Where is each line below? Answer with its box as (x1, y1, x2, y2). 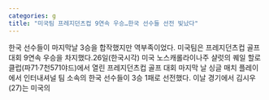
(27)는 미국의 (8, 82, 51, 93)
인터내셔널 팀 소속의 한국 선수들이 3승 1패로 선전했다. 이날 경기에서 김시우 (23, 73, 256, 82)
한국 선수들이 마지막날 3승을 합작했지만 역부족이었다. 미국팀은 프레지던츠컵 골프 (8, 42, 260, 52)
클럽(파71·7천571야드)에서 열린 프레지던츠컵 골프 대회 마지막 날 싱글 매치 (8, 62, 237, 73)
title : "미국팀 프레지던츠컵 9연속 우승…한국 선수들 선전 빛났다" (8, 19, 199, 27)
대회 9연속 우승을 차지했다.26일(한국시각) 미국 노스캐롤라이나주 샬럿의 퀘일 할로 (8, 52, 262, 62)
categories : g (8, 11, 57, 20)
